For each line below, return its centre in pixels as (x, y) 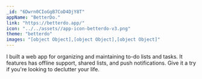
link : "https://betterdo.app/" (46, 23)
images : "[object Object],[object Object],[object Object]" (84, 39)
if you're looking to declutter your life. (53, 69)
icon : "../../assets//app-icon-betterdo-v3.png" (68, 28)
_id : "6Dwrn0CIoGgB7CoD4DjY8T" (46, 12)
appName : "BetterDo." (33, 17)
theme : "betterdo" (29, 34)
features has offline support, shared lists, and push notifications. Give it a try (101, 63)
